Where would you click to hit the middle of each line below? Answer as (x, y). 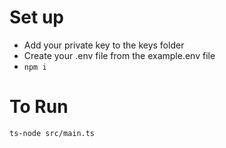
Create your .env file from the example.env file (119, 55)
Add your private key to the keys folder (104, 45)
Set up (36, 17)
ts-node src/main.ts (52, 133)
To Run (39, 107)
